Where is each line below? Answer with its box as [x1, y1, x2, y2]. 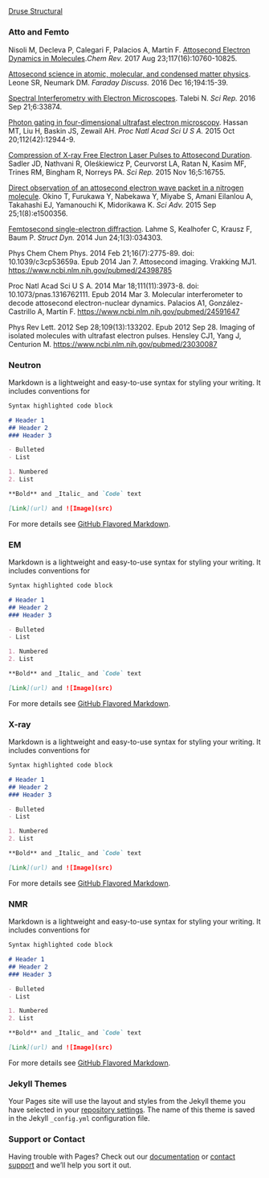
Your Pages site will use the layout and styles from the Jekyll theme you [8, 1097, 247, 1106]
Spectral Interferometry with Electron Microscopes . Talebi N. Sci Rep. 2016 [8, 93, 256, 103]
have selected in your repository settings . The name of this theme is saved [8, 1105, 255, 1114]
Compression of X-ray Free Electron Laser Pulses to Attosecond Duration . [8, 150, 253, 159]
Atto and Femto [8, 27, 70, 38]
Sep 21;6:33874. [8, 101, 63, 111]
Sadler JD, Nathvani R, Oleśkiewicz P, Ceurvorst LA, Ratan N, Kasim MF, [8, 159, 247, 168]
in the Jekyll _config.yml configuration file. [8, 1114, 150, 1123]
